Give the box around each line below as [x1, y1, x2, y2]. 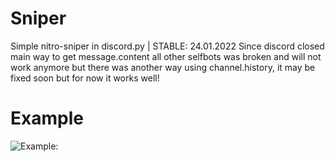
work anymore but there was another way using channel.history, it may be [10, 61, 316, 73]
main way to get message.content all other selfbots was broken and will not [10, 50, 322, 62]
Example [10, 107, 84, 130]
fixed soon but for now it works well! [10, 72, 160, 84]
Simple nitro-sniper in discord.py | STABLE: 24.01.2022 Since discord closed [10, 40, 325, 52]
